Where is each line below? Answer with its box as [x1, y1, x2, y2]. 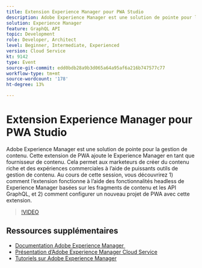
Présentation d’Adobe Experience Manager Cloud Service [14, 248, 158, 255]
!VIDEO [20, 208, 39, 216]
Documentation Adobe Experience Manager [14, 242, 124, 249]
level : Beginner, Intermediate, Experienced [6, 43, 120, 49]
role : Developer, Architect [6, 37, 77, 43]
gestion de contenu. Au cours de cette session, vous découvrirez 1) [6, 171, 173, 178]
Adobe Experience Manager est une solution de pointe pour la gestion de [6, 145, 188, 152]
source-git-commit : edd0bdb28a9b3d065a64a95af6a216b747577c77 [6, 64, 165, 71]
